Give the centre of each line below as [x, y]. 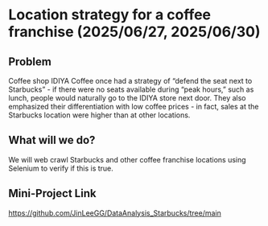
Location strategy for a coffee [110, 15]
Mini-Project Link [52, 193]
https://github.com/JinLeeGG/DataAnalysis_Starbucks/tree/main [115, 213]
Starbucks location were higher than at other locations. [99, 115]
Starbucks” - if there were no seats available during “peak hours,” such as [131, 89]
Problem [30, 62]
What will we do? [52, 140]
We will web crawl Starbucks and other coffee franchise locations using [128, 159]
